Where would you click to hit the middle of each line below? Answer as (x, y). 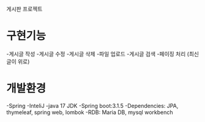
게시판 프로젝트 (24, 9)
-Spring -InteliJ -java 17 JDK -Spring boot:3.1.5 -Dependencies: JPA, (92, 106)
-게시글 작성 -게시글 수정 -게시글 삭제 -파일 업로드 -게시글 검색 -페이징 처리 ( (98, 54)
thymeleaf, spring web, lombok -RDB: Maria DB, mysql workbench (90, 112)
